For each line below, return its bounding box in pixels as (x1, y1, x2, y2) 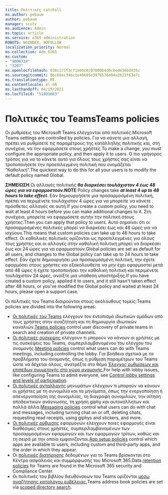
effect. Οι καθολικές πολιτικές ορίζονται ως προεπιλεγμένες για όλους (5, 235, 154, 241)
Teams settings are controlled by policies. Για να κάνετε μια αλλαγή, (5, 135, 149, 141)
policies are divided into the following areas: (5, 304, 96, 310)
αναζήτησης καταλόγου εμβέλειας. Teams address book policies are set (12, 479, 163, 485)
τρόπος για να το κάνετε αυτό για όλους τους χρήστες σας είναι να (5, 156, 147, 162)
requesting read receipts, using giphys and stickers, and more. (12, 415, 142, 421)
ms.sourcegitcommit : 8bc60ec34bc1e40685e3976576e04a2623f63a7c (5, 73, 140, 78)
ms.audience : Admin (5, 26, 46, 31)
